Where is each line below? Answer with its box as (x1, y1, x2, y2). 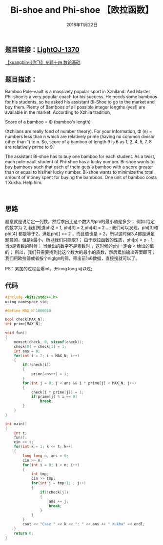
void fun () (5, 331, 27, 336)
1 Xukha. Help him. (5, 180, 42, 185)
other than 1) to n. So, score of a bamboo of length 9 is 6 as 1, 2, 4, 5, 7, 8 (5, 139, 152, 145)
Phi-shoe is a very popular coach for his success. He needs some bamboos (5, 94, 158, 100)
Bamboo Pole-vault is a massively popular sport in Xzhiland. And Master (5, 89, 150, 95)
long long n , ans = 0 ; (22, 453, 69, 458)
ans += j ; (48, 499, 69, 504)
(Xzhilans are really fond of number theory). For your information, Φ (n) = (5, 129, 152, 134)
